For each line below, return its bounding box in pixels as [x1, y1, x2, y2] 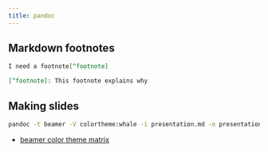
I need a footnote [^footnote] [8, 62, 109, 70]
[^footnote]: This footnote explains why [8, 77, 148, 85]
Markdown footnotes [8, 42, 116, 55]
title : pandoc [8, 11, 56, 20]
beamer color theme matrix [19, 134, 110, 144]
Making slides [8, 99, 80, 113]
